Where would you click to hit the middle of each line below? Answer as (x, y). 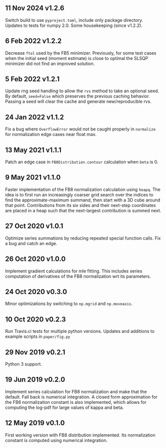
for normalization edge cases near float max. (51, 134)
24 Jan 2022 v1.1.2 (35, 117)
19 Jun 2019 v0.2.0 (35, 380)
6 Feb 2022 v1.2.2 (33, 41)
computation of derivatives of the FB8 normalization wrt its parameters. (78, 276)
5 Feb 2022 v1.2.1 (32, 79)
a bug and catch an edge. (31, 243)
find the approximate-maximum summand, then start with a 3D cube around (83, 200)
